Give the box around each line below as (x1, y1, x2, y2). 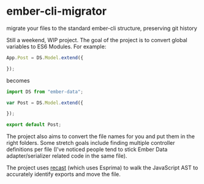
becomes (6, 76, 30, 84)
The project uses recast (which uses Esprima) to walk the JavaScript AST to (6, 164, 198, 172)
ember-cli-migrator (6, 4, 107, 18)
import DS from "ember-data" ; (6, 89, 84, 95)
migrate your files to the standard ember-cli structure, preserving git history (6, 24, 197, 32)
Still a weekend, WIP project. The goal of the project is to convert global (6, 36, 188, 43)
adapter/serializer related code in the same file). (6, 152, 127, 160)
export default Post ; (6, 122, 62, 128)
